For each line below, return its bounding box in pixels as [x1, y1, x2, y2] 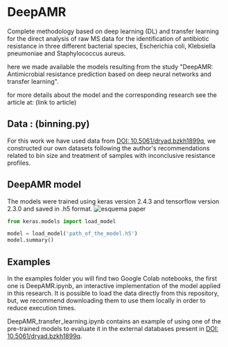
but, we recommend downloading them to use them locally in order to [7, 296, 206, 305]
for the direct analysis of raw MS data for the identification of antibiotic [7, 34, 209, 42]
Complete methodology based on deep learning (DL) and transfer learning [7, 27, 220, 35]
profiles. [7, 159, 31, 167]
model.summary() [7, 237, 54, 244]
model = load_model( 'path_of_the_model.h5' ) [7, 230, 138, 238]
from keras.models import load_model [7, 217, 116, 225]
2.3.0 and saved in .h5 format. [7, 204, 93, 213]
